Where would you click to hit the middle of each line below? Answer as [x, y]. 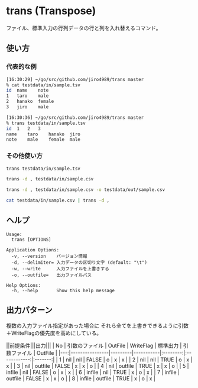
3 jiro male [27, 107]
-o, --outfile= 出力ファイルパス [52, 275]
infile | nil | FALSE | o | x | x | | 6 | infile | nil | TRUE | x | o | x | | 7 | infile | [93, 372]
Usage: [14, 234]
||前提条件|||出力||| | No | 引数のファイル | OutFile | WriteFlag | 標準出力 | [94, 345]
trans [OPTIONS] [31, 240]
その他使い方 [25, 156]
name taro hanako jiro [43, 134]
